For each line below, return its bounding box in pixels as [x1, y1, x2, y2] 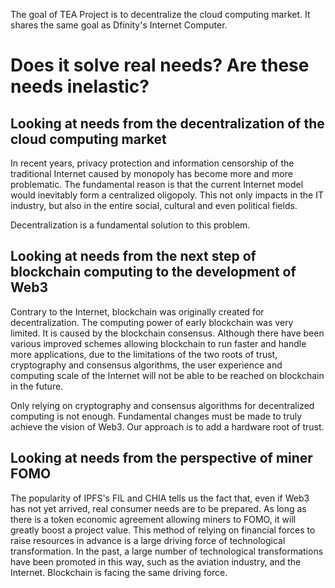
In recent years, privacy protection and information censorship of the [10, 157, 295, 169]
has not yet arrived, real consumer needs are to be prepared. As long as [10, 502, 307, 514]
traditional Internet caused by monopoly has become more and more [10, 168, 293, 179]
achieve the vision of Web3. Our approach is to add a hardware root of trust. [10, 420, 325, 433]
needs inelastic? [10, 75, 150, 98]
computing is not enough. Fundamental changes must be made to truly [10, 410, 303, 422]
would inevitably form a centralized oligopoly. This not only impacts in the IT [10, 189, 325, 201]
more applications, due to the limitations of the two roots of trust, [10, 348, 278, 360]
